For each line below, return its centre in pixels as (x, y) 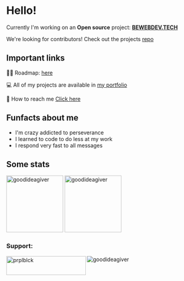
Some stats (28, 164)
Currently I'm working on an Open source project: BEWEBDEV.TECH (92, 27)
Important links (36, 58)
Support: (20, 246)
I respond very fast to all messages (59, 145)
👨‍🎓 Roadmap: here (30, 73)
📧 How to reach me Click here (43, 99)
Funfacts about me (42, 118)
